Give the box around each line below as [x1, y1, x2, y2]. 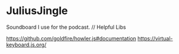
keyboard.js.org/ [6, 41, 46, 48]
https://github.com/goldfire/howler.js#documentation [6, 35, 137, 42]
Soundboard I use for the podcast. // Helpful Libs [6, 23, 126, 31]
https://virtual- [137, 35, 174, 42]
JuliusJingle [6, 4, 68, 18]
